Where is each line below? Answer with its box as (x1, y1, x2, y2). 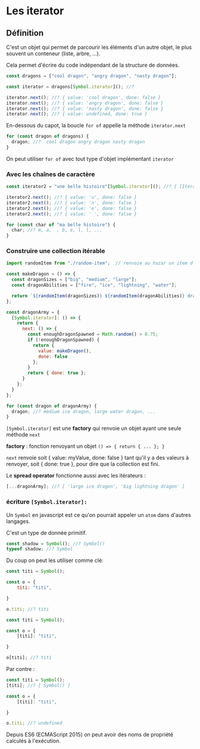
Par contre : (6, 666, 35, 673)
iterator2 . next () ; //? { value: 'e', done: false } (6, 205, 137, 211)
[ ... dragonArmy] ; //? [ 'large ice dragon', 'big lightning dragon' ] (6, 483, 185, 489)
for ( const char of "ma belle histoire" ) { (6, 221, 116, 227)
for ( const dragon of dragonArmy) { (6, 403, 97, 409)
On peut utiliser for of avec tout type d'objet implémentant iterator (6, 155, 174, 162)
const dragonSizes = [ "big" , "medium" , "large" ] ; (11, 277, 137, 283)
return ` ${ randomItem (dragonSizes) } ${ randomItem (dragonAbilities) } (11, 293, 185, 299)
